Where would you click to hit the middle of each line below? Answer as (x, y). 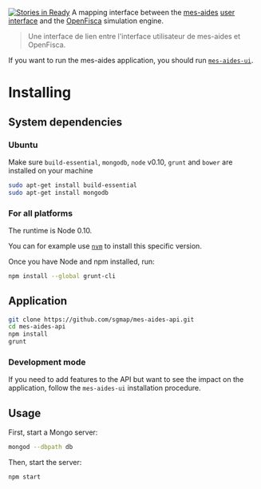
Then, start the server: (45, 463)
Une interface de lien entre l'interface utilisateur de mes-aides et (134, 36)
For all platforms (41, 213)
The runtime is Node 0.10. (50, 230)
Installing (40, 93)
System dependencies (65, 122)
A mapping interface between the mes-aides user (153, 12)
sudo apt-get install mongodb (59, 193)
